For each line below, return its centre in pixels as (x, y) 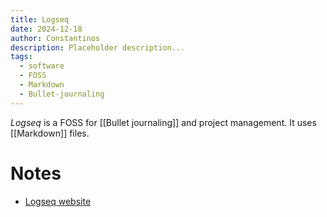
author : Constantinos (55, 38)
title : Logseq (40, 19)
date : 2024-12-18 (46, 29)
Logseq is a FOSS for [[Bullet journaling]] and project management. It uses (163, 122)
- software (42, 66)
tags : (21, 57)
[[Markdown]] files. (50, 133)
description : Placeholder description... (98, 47)
